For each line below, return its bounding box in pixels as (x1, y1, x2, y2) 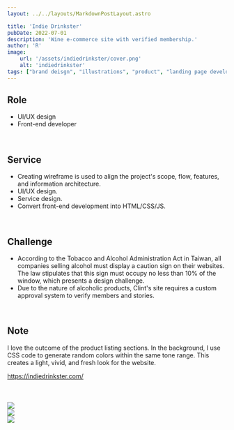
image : (7, 49, 26, 56)
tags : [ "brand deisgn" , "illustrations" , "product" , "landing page (7, 68, 208, 75)
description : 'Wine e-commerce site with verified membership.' (7, 36, 198, 43)
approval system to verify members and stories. (17, 291, 155, 300)
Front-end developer (17, 120, 77, 128)
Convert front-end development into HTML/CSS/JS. (17, 202, 166, 210)
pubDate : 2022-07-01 (7, 29, 68, 36)
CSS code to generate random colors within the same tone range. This (7, 350, 210, 359)
